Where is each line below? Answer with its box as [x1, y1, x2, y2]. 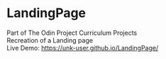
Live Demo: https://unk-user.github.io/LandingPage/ [6, 43, 159, 52]
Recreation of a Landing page [6, 36, 94, 44]
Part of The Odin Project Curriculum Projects [6, 28, 138, 37]
